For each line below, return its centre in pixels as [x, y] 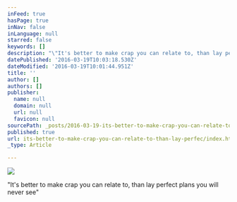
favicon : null [34, 119]
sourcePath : [25, 125]
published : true [31, 132]
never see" [23, 192]
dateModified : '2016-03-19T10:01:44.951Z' [71, 66]
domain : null [33, 106]
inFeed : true [26, 14]
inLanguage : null [33, 34]
